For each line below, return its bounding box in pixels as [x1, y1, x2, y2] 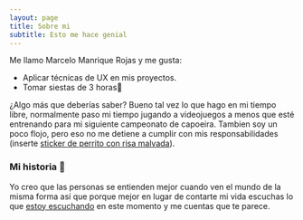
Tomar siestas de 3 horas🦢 [22, 82, 123, 93]
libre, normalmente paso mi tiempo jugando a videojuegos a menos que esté [9, 110, 295, 120]
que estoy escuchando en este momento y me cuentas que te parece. [9, 200, 270, 211]
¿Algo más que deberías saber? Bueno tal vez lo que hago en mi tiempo [9, 100, 277, 110]
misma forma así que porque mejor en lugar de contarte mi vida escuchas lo [9, 191, 294, 202]
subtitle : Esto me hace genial [9, 30, 128, 39]
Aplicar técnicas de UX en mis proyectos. [22, 72, 177, 83]
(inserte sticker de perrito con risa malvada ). [9, 138, 175, 149]
